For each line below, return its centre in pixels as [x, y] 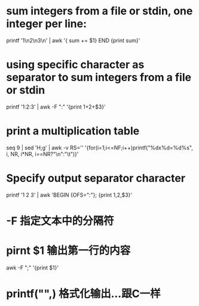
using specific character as [75, 65]
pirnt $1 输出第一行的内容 [68, 251]
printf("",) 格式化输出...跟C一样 [83, 294]
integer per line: [47, 24]
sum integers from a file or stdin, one [99, 11]
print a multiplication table [73, 131]
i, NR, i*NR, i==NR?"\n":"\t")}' [42, 154]
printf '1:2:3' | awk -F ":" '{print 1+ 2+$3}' [56, 107]
